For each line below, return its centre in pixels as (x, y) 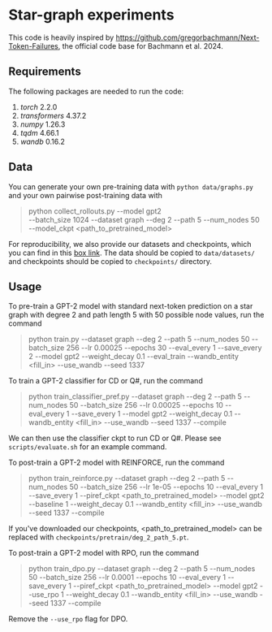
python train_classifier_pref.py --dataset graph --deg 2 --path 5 (135, 396)
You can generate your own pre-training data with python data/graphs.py (131, 186)
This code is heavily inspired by (61, 37)
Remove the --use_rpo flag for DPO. (68, 619)
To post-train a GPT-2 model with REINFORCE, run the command (117, 463)
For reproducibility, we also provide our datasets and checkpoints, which (130, 244)
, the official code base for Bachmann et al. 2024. (140, 45)
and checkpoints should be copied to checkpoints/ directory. (110, 261)
